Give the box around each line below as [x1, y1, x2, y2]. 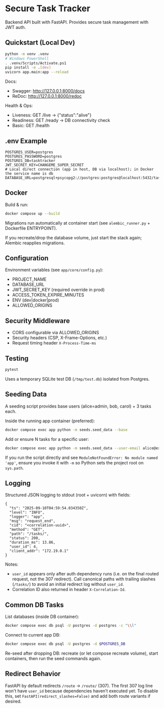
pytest [5, 367, 19, 372]
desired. [5, 698, 22, 704]
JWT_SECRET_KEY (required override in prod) [12, 287, 105, 293]
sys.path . [5, 465, 24, 471]
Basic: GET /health [12, 123, 50, 129]
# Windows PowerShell [5, 56, 49, 61]
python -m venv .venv [5, 51, 49, 56]
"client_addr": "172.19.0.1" [9, 548, 69, 553]
